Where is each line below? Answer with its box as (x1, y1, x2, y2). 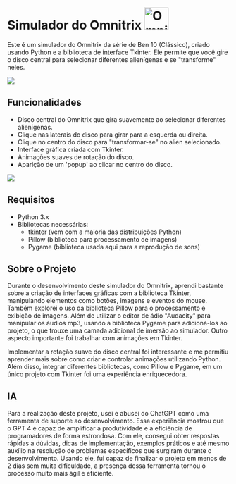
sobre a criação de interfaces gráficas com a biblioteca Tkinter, (7, 289, 192, 297)
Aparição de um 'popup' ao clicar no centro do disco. (17, 160, 173, 168)
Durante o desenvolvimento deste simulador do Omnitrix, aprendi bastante (7, 282, 224, 290)
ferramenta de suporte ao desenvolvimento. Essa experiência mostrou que (7, 416, 224, 426)
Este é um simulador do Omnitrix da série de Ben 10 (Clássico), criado (7, 40, 210, 49)
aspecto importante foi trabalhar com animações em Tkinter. (7, 334, 183, 342)
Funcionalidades (7, 97, 82, 108)
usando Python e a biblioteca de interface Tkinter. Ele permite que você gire (7, 48, 228, 56)
